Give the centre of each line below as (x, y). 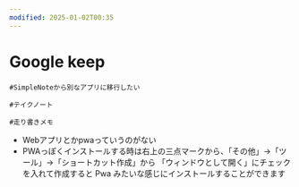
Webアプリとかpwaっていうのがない (89, 140)
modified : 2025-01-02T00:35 (62, 17)
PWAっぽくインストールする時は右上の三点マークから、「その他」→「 (150, 151)
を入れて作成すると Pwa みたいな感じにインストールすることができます (154, 173)
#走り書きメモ (31, 122)
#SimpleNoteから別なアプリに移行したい (75, 87)
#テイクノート (31, 105)
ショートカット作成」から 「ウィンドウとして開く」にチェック (176, 162)
